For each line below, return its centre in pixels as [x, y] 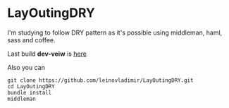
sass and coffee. [31, 40]
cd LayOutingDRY [31, 86]
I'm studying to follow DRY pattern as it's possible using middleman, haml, [115, 32]
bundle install [30, 92]
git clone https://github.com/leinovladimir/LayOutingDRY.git [100, 80]
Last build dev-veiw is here [47, 54]
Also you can [26, 67]
